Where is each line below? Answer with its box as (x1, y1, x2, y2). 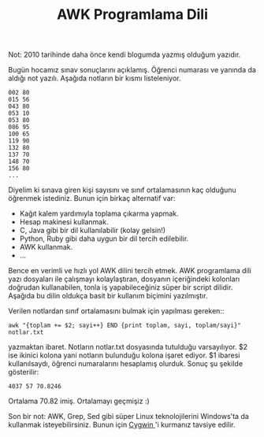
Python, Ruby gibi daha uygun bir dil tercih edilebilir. (19, 234, 189, 243)
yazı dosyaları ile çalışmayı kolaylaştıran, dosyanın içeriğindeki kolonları (8, 274, 240, 284)
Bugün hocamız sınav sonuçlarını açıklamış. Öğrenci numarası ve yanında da (8, 65, 256, 75)
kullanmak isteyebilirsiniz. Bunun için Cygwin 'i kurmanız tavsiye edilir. (8, 420, 236, 430)
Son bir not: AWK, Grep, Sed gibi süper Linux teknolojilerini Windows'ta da (8, 412, 250, 421)
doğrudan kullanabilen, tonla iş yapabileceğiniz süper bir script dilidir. (8, 283, 233, 292)
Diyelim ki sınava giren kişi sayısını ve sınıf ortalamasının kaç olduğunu (8, 185, 236, 194)
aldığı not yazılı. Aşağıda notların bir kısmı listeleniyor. (8, 73, 181, 83)
